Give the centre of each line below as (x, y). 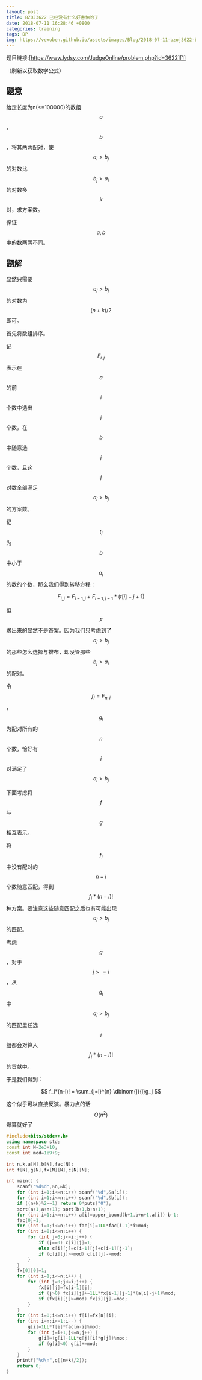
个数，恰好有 (22, 749)
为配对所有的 (22, 729)
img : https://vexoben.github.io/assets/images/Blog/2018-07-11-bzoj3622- (101, 40)
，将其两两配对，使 (30, 147)
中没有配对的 (22, 867)
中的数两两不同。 (27, 242)
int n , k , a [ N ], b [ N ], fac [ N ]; (40, 1164)
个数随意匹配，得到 (30, 887)
